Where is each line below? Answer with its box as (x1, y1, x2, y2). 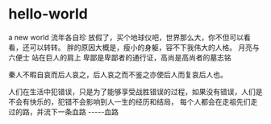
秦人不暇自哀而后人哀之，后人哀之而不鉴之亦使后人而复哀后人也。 (8, 69, 227, 79)
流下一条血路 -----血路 (43, 106, 119, 117)
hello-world (8, 5, 89, 23)
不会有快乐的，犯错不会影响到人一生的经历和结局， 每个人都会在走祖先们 (8, 97, 251, 106)
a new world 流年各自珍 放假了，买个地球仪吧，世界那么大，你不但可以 (8, 32, 244, 42)
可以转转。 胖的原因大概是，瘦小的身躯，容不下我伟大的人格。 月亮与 (29, 42, 260, 52)
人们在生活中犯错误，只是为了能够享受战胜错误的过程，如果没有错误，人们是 (8, 86, 263, 97)
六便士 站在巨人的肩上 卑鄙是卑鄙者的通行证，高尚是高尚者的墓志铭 (8, 52, 231, 62)
